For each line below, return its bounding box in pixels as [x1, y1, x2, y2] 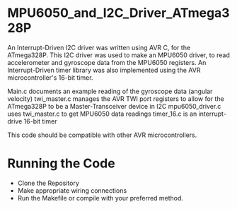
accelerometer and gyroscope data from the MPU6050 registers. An [7, 58, 207, 66]
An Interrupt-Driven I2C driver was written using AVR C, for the [7, 43, 191, 52]
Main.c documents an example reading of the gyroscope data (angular [7, 87, 213, 95]
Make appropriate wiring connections [17, 186, 127, 195]
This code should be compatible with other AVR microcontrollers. [7, 131, 197, 139]
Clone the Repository [17, 179, 80, 187]
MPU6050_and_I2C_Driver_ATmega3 [7, 5, 230, 21]
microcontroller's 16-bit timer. [7, 73, 93, 82]
